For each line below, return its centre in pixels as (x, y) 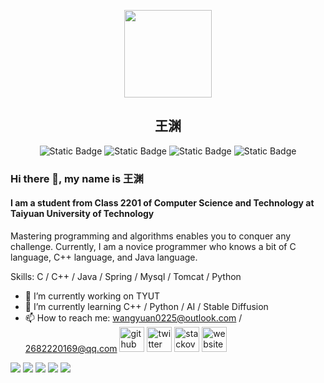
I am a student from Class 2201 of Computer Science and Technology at (162, 203)
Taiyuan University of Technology (82, 214)
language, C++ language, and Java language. (104, 257)
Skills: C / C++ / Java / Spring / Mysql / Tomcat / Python (126, 276)
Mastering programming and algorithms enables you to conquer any (151, 236)
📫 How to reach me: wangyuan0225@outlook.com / (133, 317)
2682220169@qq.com (71, 348)
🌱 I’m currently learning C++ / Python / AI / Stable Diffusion (146, 306)
